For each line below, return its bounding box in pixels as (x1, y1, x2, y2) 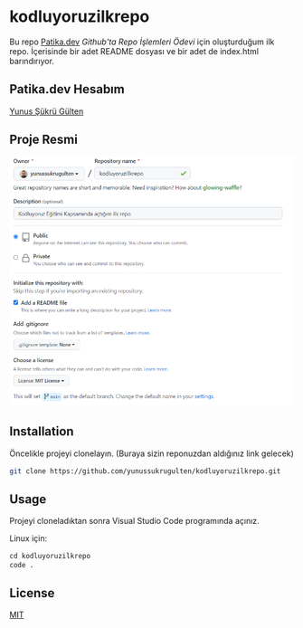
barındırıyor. (9, 55, 54, 66)
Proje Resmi (9, 132, 79, 147)
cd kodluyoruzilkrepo (9, 552, 91, 561)
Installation (9, 423, 74, 440)
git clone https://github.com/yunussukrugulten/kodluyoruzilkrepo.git (9, 466, 281, 476)
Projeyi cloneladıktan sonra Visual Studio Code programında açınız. (9, 516, 260, 527)
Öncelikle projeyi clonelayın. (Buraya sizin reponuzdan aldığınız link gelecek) (9, 448, 294, 459)
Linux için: (9, 533, 48, 544)
